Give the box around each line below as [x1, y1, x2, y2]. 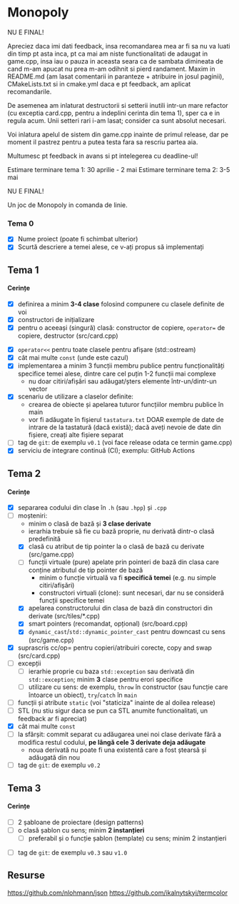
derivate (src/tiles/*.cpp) [28, 612, 101, 621]
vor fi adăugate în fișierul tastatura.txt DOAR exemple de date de [28, 416, 224, 424]
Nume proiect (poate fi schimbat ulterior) [17, 235, 138, 243]
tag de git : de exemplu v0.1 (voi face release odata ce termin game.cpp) [17, 438, 233, 447]
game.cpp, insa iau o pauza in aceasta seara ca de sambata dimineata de [7, 56, 223, 65]
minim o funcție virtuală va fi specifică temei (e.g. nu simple [39, 573, 216, 582]
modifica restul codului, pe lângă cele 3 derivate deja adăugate [17, 738, 206, 747]
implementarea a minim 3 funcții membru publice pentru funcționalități [17, 361, 225, 370]
